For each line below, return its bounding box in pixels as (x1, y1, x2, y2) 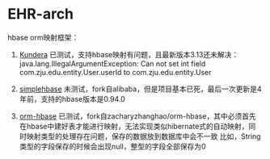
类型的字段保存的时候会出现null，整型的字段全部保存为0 (19, 141, 206, 151)
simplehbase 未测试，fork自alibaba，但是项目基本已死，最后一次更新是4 (19, 84, 262, 94)
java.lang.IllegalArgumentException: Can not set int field (19, 58, 206, 69)
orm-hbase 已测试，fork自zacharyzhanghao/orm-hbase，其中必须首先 (19, 111, 256, 121)
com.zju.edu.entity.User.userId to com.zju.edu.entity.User (19, 67, 212, 77)
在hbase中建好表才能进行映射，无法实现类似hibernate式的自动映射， (19, 121, 249, 131)
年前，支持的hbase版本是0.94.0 (19, 94, 126, 103)
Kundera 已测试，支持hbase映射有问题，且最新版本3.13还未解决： (19, 49, 239, 59)
